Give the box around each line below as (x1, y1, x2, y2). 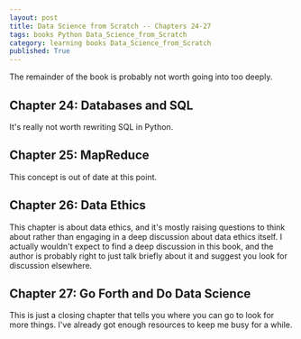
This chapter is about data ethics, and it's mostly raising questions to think (9, 222, 286, 233)
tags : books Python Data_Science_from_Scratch (9, 30, 187, 39)
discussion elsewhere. (9, 260, 93, 270)
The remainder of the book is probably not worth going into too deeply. (9, 71, 273, 82)
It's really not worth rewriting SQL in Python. (9, 121, 174, 132)
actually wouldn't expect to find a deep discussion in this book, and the (9, 241, 274, 252)
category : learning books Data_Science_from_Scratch (9, 38, 212, 48)
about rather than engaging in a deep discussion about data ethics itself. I (9, 231, 282, 242)
